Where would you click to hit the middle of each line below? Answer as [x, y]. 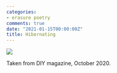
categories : [21, 12]
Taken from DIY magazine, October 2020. [58, 63]
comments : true [26, 23]
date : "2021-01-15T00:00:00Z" [45, 29]
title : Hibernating [31, 35]
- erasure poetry [28, 18]
